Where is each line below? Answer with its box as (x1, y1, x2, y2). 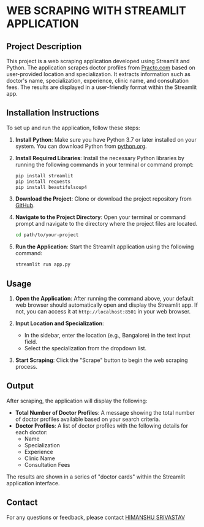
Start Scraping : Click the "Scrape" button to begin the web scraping (15, 356, 188, 364)
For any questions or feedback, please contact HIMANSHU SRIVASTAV (6, 514, 186, 521)
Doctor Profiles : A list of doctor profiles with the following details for (15, 421, 189, 429)
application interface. (6, 479, 60, 487)
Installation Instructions (6, 108, 100, 118)
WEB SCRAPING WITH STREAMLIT (6, 4, 187, 18)
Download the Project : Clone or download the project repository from (15, 195, 192, 202)
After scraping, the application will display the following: (6, 397, 148, 404)
